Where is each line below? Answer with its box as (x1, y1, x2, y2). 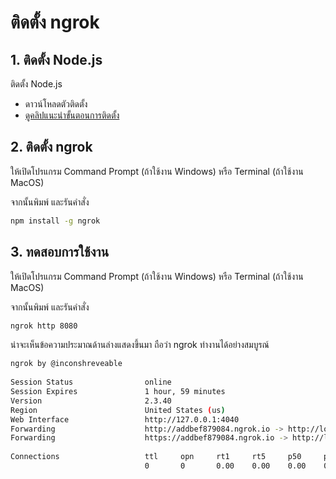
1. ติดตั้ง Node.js (10, 51, 103, 68)
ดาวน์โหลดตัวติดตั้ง (24, 98, 88, 110)
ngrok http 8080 (10, 321, 78, 331)
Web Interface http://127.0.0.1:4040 (10, 414, 240, 425)
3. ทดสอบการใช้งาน (10, 244, 110, 261)
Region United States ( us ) (10, 405, 226, 415)
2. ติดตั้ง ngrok (10, 139, 93, 156)
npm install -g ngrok (10, 216, 101, 226)
